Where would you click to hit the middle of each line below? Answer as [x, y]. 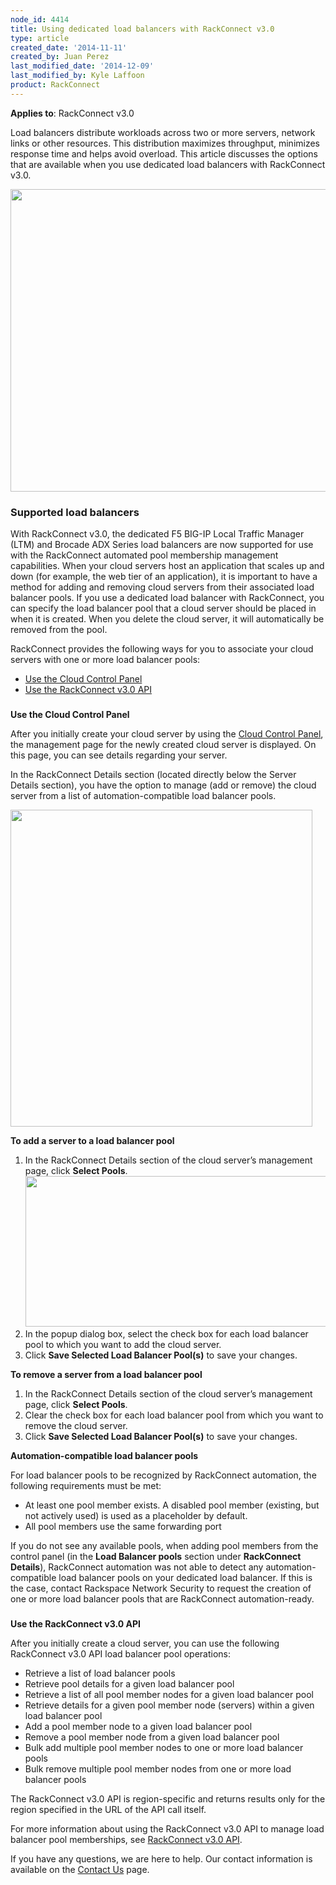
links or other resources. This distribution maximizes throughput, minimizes [165, 143]
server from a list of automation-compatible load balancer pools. [143, 795]
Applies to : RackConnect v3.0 [72, 113]
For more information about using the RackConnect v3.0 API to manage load [167, 1828]
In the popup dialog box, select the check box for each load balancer [166, 1333]
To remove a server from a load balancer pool [106, 1374]
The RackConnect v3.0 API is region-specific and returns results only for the [168, 1798]
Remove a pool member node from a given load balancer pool [152, 1737]
